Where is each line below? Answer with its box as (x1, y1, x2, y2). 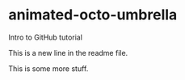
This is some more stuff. (8, 63, 89, 74)
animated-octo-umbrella (8, 6, 178, 24)
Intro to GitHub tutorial (8, 32, 83, 42)
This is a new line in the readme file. (8, 48, 128, 57)
